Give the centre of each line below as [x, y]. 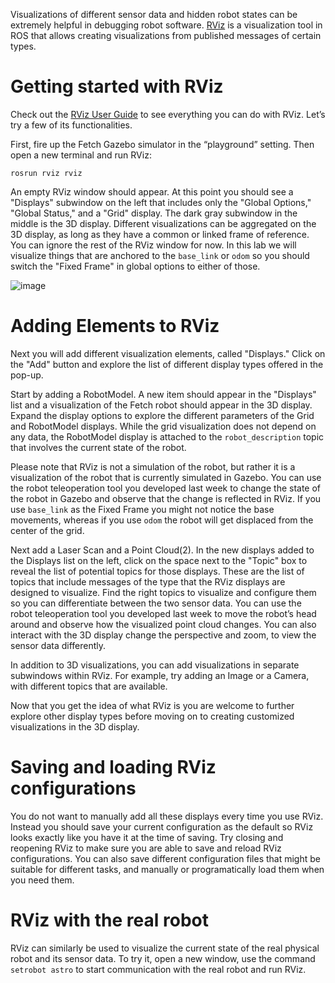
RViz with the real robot [109, 920]
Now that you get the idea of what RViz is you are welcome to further [152, 705]
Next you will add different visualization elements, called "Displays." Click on [168, 353]
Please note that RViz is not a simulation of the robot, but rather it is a [153, 466]
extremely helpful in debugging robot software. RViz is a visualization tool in [166, 25]
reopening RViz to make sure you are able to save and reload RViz [146, 848]
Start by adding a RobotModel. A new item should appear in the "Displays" [163, 394]
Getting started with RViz [117, 86]
